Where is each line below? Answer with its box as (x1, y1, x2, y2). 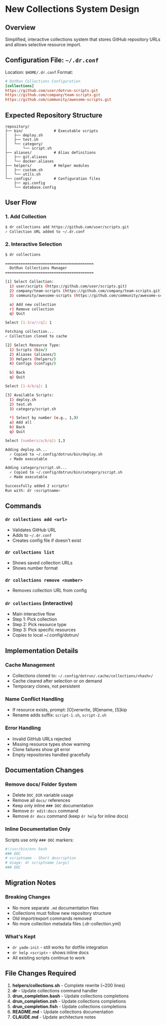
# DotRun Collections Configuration (5, 78, 81, 84)
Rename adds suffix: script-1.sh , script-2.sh (12, 712, 107, 718)
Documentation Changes (5, 766, 84, 774)
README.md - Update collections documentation (12, 1009, 114, 1015)
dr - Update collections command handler (12, 987, 98, 993)
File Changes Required (5, 969, 77, 978)
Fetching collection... (5, 329, 54, 334)
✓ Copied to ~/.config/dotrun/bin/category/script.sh (9, 470, 123, 475)
